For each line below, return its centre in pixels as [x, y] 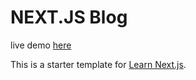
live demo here [41, 45]
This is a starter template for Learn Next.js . [98, 64]
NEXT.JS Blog [69, 17]
